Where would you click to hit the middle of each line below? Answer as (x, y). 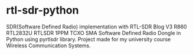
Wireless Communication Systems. (48, 46)
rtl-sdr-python (42, 10)
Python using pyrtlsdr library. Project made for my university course (89, 39)
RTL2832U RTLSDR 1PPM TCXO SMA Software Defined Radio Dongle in (94, 33)
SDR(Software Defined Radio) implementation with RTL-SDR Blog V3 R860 (97, 27)
